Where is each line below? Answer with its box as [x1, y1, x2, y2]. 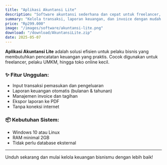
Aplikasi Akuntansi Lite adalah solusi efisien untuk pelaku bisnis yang [5, 48, 149, 55]
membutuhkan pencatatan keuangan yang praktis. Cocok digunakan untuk [5, 54, 158, 59]
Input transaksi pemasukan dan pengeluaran [12, 83, 104, 89]
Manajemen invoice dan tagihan [12, 93, 78, 99]
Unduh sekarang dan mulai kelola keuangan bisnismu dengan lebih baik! [5, 154, 153, 160]
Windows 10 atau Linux [12, 129, 60, 135]
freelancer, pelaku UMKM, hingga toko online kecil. [5, 59, 110, 65]
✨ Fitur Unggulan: [5, 71, 49, 78]
